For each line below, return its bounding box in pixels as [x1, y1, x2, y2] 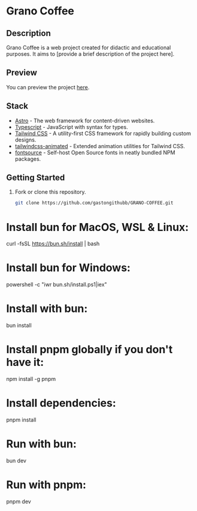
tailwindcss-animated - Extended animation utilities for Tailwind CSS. [14, 142, 186, 149]
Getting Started [6, 173, 65, 183]
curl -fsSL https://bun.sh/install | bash [6, 240, 100, 247]
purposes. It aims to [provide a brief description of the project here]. [6, 50, 175, 58]
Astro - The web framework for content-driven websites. [14, 117, 155, 124]
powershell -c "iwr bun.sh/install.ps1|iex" [6, 281, 107, 288]
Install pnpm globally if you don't [6, 343, 173, 356]
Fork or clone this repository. [14, 188, 86, 196]
